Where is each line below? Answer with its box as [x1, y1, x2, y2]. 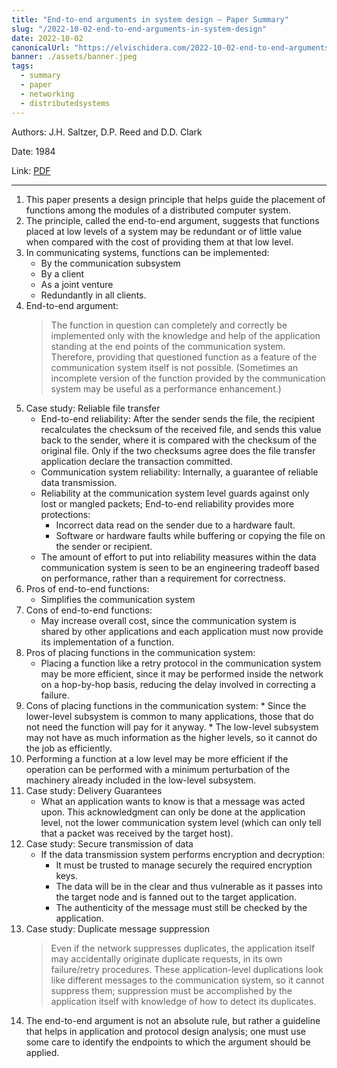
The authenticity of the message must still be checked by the [55, 901, 308, 913]
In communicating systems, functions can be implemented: [25, 246, 270, 258]
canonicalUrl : [11, 42, 71, 53]
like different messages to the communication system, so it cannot [50, 974, 325, 986]
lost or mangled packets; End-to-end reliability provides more [40, 497, 295, 510]
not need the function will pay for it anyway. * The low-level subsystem [25, 721, 319, 733]
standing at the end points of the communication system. [50, 340, 286, 352]
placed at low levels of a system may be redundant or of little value [25, 225, 303, 237]
